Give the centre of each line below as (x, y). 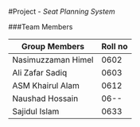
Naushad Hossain (45, 98)
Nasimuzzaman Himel (53, 60)
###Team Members (41, 27)
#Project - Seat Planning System (62, 12)
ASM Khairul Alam (46, 85)
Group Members (53, 46)
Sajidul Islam (36, 112)
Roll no (115, 46)
